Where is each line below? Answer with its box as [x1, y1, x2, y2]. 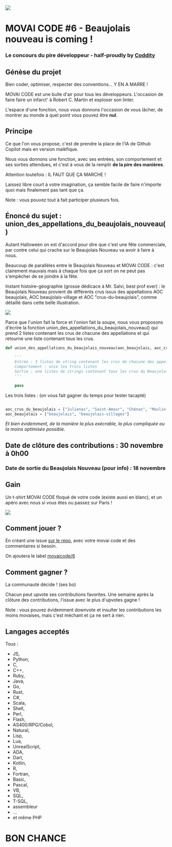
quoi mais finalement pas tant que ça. [5, 186, 85, 193]
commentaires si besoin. [5, 543, 57, 549]
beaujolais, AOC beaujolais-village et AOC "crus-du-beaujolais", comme [5, 294, 157, 300]
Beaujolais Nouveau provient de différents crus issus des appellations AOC [5, 288, 163, 295]
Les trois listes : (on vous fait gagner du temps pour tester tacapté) [5, 392, 146, 398]
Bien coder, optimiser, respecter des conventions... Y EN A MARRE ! [5, 81, 148, 87]
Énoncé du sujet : [5, 212, 62, 220]
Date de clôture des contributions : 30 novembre [5, 441, 164, 449]
